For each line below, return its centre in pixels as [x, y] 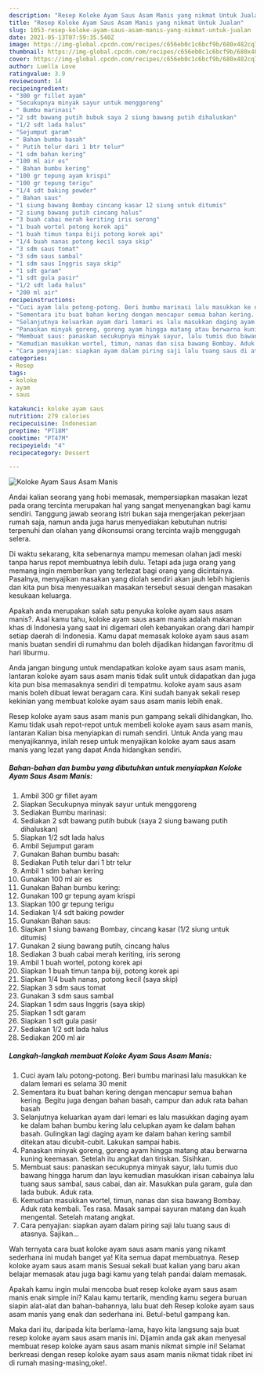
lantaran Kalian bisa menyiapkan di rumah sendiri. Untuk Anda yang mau [126, 733]
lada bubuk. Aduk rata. [57, 1192]
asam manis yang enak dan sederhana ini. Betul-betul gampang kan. [119, 1315]
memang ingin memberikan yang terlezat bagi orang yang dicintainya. [121, 571]
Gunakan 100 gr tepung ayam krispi [78, 896]
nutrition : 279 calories [49, 417]
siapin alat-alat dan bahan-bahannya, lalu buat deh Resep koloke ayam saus [132, 1306]
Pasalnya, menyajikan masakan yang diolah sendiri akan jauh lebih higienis [129, 579]
